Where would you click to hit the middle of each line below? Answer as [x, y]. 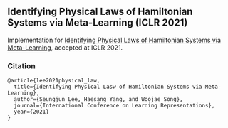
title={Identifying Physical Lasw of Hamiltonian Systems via [108, 87]
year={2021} [32, 112]
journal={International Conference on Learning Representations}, [114, 106]
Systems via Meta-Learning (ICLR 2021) [98, 23]
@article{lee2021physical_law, [54, 81]
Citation [21, 65]
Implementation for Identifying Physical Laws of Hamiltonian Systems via [114, 40]
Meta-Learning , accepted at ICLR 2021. [65, 47]
